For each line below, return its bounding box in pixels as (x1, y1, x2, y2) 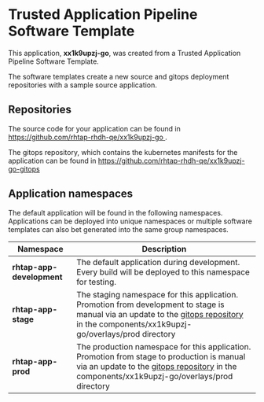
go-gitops (8, 164, 41, 174)
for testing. (75, 276, 116, 287)
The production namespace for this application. (75, 341, 251, 352)
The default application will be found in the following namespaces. (8, 208, 223, 217)
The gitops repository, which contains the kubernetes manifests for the (8, 147, 238, 157)
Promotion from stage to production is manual (75, 351, 246, 362)
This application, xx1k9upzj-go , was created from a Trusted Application (8, 48, 241, 57)
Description (141, 243, 187, 254)
